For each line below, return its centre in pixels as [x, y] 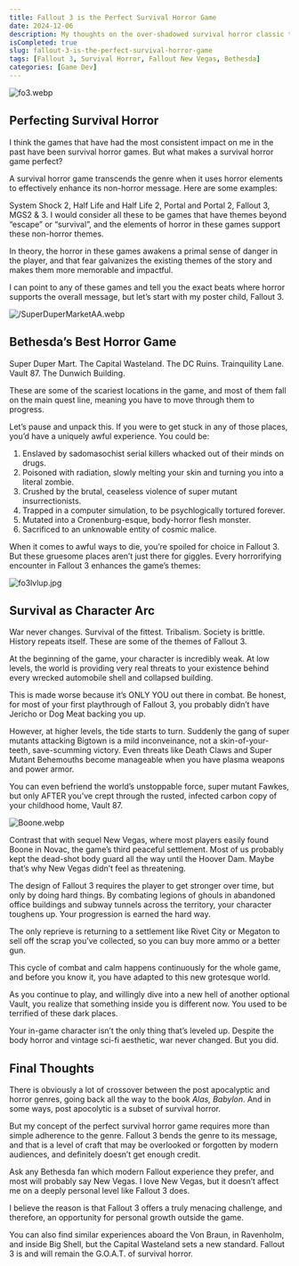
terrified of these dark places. [64, 1014]
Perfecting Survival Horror [84, 121]
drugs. [34, 463]
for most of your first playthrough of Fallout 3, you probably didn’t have [139, 705]
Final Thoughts [52, 1068]
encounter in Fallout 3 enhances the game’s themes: [105, 565]
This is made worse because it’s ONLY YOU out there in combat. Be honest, [148, 695]
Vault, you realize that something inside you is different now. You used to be [148, 1004]
